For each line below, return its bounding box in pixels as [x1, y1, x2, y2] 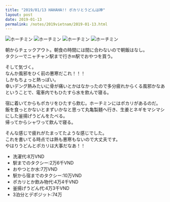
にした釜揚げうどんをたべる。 [5, 113, 67, 119]
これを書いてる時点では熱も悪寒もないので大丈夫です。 [5, 137, 121, 143]
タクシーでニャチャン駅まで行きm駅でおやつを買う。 [5, 53, 116, 59]
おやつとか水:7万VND [12, 166, 58, 173]
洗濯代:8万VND [12, 153, 45, 160]
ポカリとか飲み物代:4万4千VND [12, 179, 79, 185]
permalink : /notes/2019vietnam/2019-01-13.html [5, 21, 108, 27]
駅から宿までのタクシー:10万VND [12, 173, 82, 179]
